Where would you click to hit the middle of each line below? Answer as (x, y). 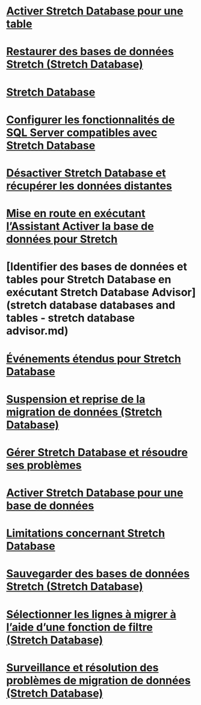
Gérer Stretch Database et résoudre (97, 452)
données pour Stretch (62, 239)
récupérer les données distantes (89, 186)
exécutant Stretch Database (78, 293)
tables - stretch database (71, 318)
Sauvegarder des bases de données (98, 574)
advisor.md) (37, 331)
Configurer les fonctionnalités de (91, 120)
